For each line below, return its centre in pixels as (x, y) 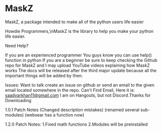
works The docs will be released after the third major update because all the (81, 70)
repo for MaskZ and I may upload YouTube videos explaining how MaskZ (77, 65)
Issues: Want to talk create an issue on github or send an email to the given (80, 85)
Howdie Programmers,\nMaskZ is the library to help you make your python (79, 31)
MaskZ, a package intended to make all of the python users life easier (74, 22)
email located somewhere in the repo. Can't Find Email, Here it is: (70, 90)
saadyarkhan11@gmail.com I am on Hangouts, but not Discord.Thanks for (78, 95)
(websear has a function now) (55, 115)
